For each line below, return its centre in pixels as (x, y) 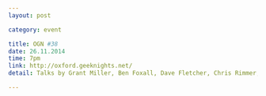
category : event (35, 30)
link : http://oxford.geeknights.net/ (70, 66)
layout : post (30, 15)
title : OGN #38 (33, 44)
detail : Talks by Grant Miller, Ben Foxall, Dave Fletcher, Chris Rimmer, (134, 73)
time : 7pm (25, 59)
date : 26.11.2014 (37, 51)
